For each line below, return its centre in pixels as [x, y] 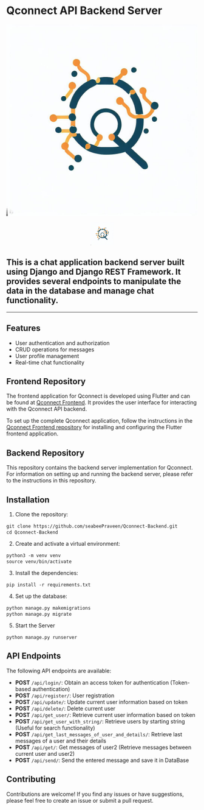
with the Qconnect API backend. [47, 409]
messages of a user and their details [60, 741]
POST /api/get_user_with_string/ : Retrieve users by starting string [100, 721]
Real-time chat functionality [50, 362]
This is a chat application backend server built [96, 262]
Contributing [31, 779]
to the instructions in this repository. [51, 481]
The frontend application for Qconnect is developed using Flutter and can [98, 396]
